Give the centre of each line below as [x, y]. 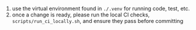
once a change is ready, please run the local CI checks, [81, 15]
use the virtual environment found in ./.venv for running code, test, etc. [101, 9]
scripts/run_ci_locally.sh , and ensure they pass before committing [98, 21]
